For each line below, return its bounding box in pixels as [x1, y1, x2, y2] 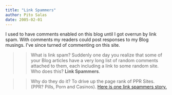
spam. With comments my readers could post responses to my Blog [5, 36, 149, 43]
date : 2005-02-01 [5, 17, 43, 22]
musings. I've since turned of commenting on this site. [5, 42, 120, 48]
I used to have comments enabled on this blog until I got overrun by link [5, 31, 157, 37]
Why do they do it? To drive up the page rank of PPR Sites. [30, 78, 155, 85]
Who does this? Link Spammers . [30, 68, 100, 74]
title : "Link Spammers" [5, 7, 56, 13]
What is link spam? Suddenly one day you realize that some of [30, 52, 163, 58]
